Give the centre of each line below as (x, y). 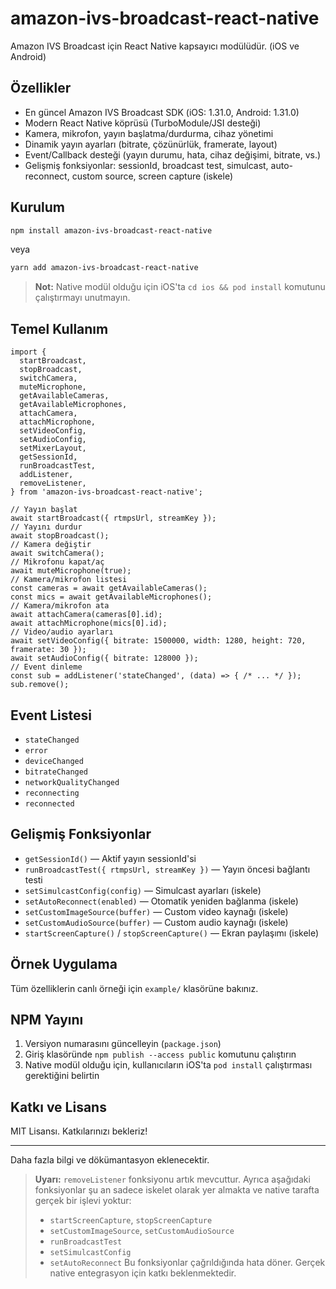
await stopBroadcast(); (60, 536)
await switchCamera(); (57, 553)
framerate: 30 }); (48, 650)
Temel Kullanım (59, 328)
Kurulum (38, 207)
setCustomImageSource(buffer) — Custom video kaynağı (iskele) (156, 911)
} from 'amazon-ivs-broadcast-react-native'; (106, 492)
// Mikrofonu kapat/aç (57, 562)
